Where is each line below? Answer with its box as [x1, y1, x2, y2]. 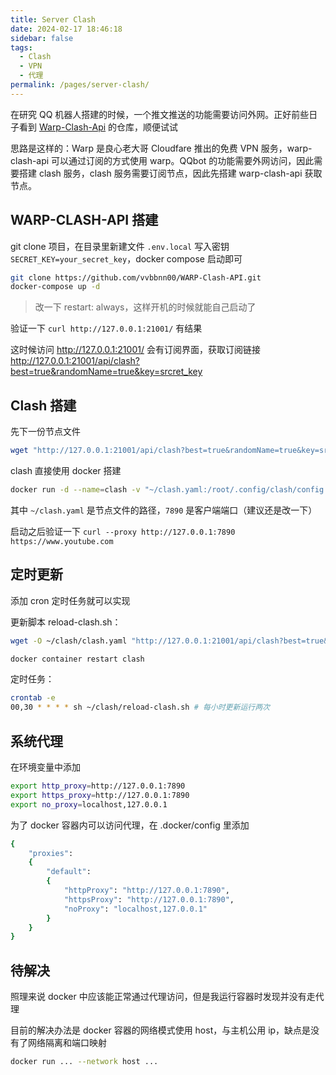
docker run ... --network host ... [10, 1057, 159, 1067]
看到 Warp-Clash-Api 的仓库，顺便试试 [18, 121, 179, 133]
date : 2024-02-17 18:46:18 [10, 24, 123, 34]
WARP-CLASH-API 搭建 [10, 212, 159, 229]
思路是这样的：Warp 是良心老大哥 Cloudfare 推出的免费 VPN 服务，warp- [10, 142, 313, 154]
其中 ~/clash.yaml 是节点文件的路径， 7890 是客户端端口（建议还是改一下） [10, 504, 318, 516]
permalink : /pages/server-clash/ [10, 80, 150, 90]
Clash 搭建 [10, 397, 77, 414]
